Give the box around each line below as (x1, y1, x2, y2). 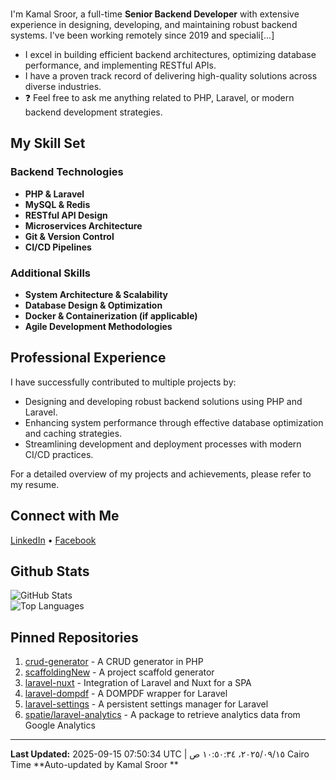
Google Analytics (24, 719, 96, 732)
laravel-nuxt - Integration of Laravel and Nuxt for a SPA (24, 677, 252, 689)
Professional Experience (10, 349, 167, 367)
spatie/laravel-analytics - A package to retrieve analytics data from (24, 709, 301, 721)
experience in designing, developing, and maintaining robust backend (10, 18, 298, 30)
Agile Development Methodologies (24, 320, 173, 332)
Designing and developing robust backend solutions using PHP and (24, 395, 303, 407)
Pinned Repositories (10, 629, 139, 646)
